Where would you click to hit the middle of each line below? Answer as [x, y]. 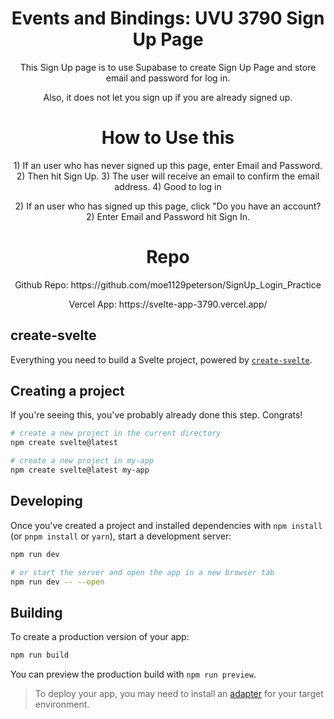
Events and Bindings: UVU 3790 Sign [168, 18]
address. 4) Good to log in [168, 186]
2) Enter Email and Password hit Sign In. [168, 216]
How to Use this [168, 138]
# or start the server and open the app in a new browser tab [142, 572]
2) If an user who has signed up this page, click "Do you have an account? [168, 206]
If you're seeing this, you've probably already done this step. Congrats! [156, 415]
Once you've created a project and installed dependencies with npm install [166, 525]
